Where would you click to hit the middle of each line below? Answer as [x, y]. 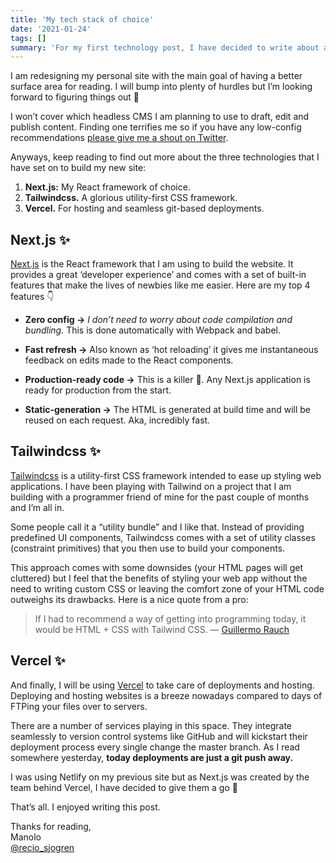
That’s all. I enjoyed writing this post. [85, 807]
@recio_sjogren [42, 847]
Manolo [26, 837]
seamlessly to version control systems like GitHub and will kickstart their [159, 736]
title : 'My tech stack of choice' [82, 19]
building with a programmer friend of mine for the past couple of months [160, 497]
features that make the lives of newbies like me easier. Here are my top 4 [160, 285]
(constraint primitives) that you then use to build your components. [148, 548]
